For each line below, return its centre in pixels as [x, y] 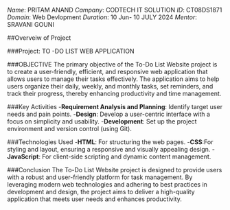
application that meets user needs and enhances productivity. [94, 199]
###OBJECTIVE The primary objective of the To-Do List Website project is [112, 64]
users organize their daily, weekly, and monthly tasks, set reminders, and [110, 86]
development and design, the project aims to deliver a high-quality [101, 192]
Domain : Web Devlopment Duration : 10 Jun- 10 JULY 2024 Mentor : [102, 17]
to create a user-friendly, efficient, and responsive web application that [107, 72]
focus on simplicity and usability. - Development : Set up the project [102, 121]
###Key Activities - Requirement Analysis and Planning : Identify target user [115, 107]
